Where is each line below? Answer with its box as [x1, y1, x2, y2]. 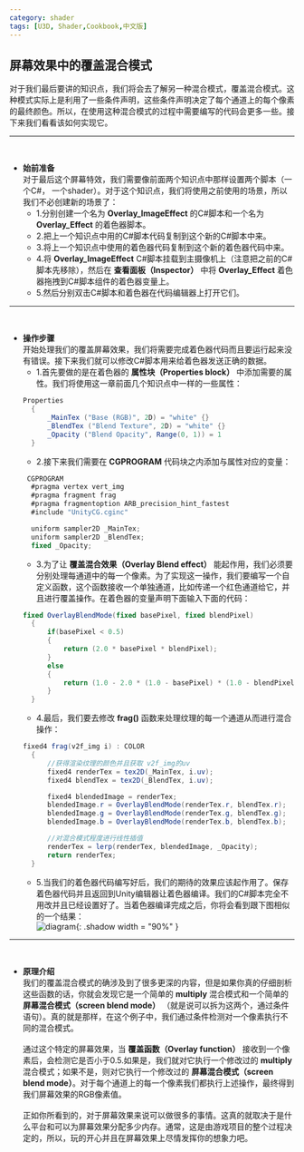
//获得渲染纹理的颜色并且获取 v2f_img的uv [46, 758, 191, 767]
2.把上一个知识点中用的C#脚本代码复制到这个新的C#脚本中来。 [35, 230, 271, 241]
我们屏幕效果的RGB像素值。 [22, 1089, 127, 1099]
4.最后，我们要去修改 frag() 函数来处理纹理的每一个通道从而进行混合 [35, 713, 292, 724]
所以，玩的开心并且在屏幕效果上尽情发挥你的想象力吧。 [46, 1132, 253, 1143]
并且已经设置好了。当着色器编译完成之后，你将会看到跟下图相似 [52, 899, 290, 910]
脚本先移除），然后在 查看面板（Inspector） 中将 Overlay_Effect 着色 [35, 265, 294, 276]
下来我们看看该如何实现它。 [9, 117, 113, 128]
